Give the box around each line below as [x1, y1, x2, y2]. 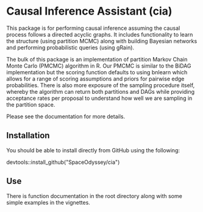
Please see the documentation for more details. [6, 113, 126, 120]
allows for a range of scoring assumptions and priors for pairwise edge [6, 75, 185, 82]
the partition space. [6, 101, 55, 108]
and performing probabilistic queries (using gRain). [6, 44, 135, 51]
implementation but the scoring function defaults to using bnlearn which [6, 68, 188, 76]
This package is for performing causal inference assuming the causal [6, 24, 180, 32]
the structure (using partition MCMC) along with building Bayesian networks [6, 37, 198, 44]
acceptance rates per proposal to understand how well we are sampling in [6, 94, 193, 102]
